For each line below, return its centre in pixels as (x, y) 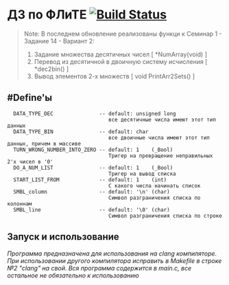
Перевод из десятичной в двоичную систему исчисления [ (121, 61)
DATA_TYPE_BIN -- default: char (81, 132)
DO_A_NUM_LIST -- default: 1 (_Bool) (93, 168)
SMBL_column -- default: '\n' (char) (92, 192)
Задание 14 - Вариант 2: (59, 41)
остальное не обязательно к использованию (73, 275)
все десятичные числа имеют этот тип (162, 119)
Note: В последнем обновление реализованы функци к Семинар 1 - (123, 34)
